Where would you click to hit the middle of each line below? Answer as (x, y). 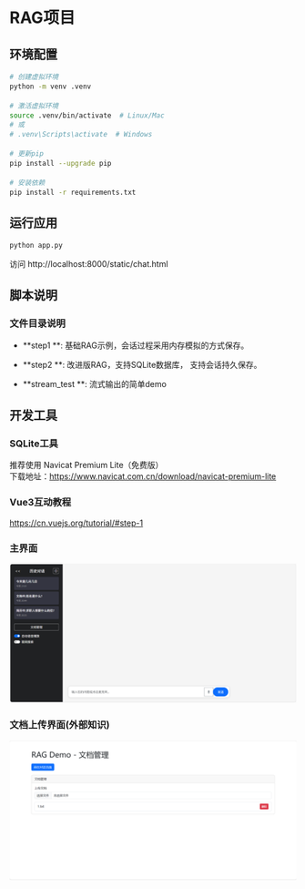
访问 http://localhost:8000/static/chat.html (89, 264)
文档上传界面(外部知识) (60, 725)
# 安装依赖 (27, 182)
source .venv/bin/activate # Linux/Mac (87, 115)
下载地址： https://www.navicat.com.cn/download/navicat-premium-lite (143, 476)
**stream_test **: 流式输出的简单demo (94, 383)
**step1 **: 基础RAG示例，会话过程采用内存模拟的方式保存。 (136, 345)
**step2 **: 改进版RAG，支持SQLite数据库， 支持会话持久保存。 (142, 364)
